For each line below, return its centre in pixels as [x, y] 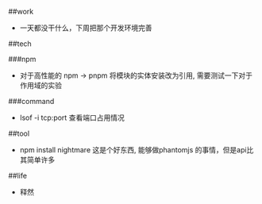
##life [18, 175]
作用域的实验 [40, 85]
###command [31, 101]
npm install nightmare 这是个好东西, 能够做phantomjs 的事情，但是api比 [137, 150]
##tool [19, 133]
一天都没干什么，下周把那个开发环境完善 [86, 28]
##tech [20, 44]
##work [21, 12]
